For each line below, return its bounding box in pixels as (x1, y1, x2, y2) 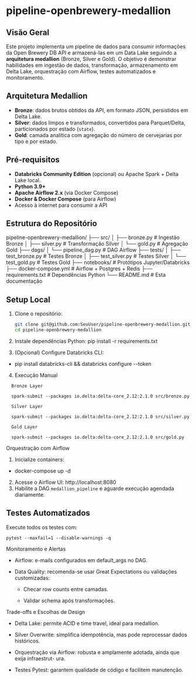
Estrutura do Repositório (6, 219, 98, 229)
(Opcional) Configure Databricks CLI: (14, 349, 104, 356)
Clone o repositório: (14, 310, 63, 317)
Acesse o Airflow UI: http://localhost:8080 (14, 479, 116, 486)
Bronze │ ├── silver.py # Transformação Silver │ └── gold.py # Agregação (6, 240, 188, 247)
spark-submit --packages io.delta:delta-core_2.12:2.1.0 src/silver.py (11, 414, 190, 420)
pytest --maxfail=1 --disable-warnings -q (6, 535, 111, 541)
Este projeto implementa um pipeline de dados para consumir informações (6, 43, 186, 50)
